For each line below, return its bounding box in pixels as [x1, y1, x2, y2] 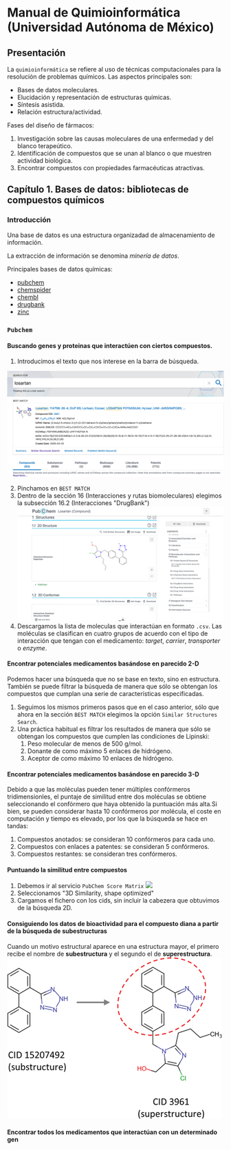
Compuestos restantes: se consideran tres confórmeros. [16, 850, 177, 859]
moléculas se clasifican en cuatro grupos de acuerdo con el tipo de [16, 629, 208, 637]
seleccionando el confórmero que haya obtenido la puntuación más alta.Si [7, 800, 218, 808]
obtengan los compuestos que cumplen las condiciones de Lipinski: [16, 732, 210, 740]
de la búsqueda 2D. [16, 904, 73, 912]
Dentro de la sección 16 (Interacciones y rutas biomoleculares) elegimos [16, 491, 222, 500]
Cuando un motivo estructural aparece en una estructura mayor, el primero [7, 942, 219, 950]
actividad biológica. [16, 156, 73, 165]
